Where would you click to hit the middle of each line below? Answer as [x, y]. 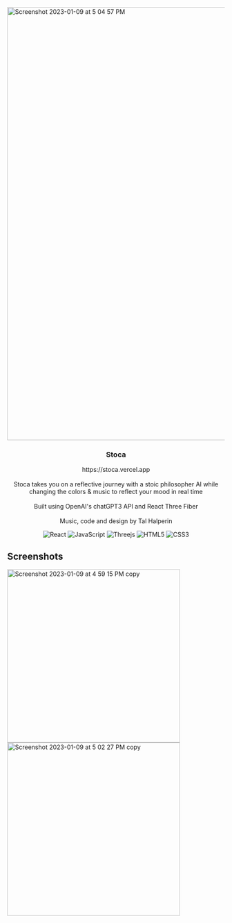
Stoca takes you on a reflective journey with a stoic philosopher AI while [116, 484]
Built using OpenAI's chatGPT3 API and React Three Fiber [116, 507]
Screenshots [35, 556]
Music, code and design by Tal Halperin [116, 521]
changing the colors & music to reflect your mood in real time [116, 492]
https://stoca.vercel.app [116, 470]
